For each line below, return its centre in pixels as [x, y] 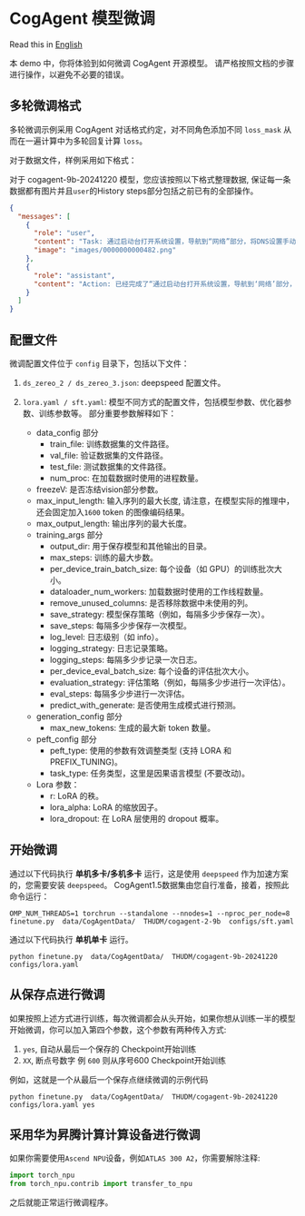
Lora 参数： [58, 784]
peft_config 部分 [66, 739]
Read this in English [46, 44]
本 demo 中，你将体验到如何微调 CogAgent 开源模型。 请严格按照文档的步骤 [152, 63]
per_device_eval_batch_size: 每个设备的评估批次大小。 [152, 671]
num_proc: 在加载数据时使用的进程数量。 [127, 478]
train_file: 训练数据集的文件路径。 [112, 444]
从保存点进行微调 [57, 995]
